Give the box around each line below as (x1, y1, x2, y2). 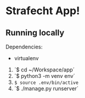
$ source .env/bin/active (14, 80, 78, 86)
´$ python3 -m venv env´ (14, 73, 75, 79)
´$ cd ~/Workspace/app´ (14, 66, 75, 73)
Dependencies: (5, 43, 43, 50)
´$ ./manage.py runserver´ (14, 85, 78, 92)
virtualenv (14, 55, 39, 61)
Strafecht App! (5, 4, 80, 18)
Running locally (5, 28, 65, 38)
